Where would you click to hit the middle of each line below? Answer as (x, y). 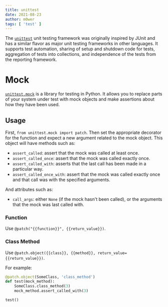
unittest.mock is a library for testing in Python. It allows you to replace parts (84, 94)
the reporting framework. (31, 60)
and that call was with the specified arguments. (61, 180)
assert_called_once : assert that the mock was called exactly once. (81, 158)
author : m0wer (20, 19)
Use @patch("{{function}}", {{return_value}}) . (56, 228)
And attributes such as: (29, 189)
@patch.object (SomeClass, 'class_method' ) (50, 277)
